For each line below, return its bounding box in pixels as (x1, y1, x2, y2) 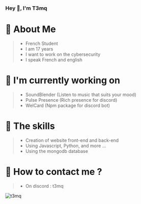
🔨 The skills (5, 120, 55, 132)
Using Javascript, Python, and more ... (25, 143, 106, 149)
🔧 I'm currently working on (5, 75, 121, 86)
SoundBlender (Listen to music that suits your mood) (25, 92, 136, 98)
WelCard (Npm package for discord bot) (25, 102, 110, 108)
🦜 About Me (5, 24, 56, 35)
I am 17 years (25, 46, 54, 52)
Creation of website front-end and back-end (25, 137, 119, 143)
